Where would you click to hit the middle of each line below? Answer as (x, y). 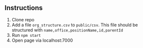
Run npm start (26, 35)
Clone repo (23, 19)
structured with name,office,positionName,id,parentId (67, 30)
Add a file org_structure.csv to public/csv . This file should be (75, 25)
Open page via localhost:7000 (42, 40)
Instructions (24, 8)
